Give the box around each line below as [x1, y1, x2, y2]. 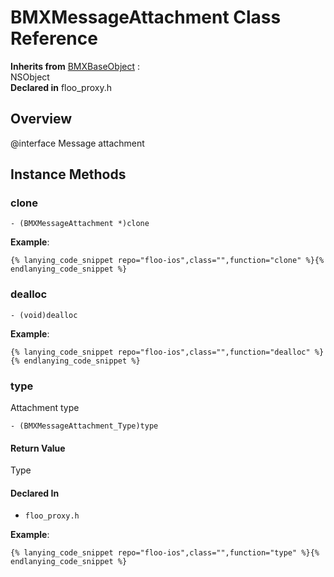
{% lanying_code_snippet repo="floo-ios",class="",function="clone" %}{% [10, 256, 325, 266]
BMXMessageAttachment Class [10, 6, 282, 29]
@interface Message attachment [10, 137, 145, 149]
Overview [10, 111, 73, 128]
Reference [10, 27, 98, 50]
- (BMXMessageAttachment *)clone [10, 219, 150, 229]
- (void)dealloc [10, 310, 78, 320]
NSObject [10, 71, 50, 83]
